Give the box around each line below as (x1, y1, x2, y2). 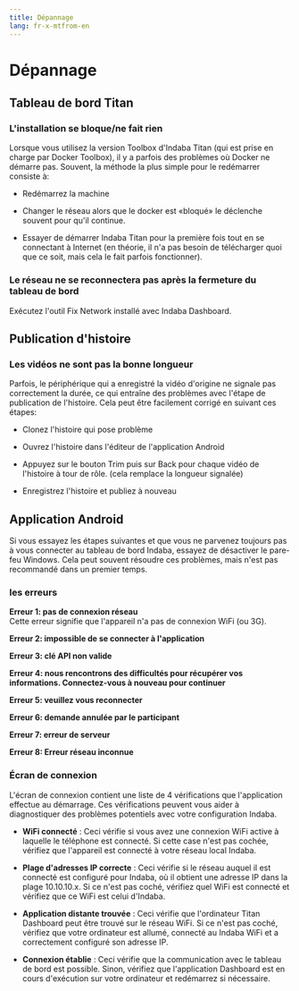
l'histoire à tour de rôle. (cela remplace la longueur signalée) (21, 469, 244, 479)
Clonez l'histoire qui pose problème (21, 424, 154, 435)
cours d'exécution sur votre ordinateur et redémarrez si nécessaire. (21, 972, 270, 984)
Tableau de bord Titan (9, 96, 134, 111)
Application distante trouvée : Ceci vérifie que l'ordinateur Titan (21, 908, 261, 919)
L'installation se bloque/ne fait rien (9, 123, 163, 134)
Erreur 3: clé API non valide (9, 650, 112, 662)
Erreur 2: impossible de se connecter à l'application (9, 633, 205, 644)
